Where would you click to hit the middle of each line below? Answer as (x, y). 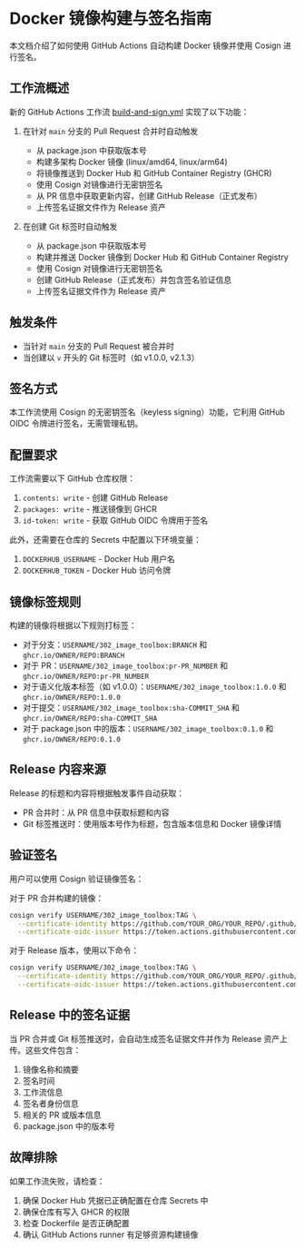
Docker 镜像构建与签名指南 (111, 19)
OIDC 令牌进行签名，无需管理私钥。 (76, 424)
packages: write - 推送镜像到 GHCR (89, 509)
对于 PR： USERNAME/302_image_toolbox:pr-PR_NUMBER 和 (125, 665)
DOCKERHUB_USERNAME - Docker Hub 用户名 (98, 559)
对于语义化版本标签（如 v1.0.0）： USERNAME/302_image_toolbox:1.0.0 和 (154, 687)
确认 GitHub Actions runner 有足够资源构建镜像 (110, 1234)
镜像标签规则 (45, 601)
